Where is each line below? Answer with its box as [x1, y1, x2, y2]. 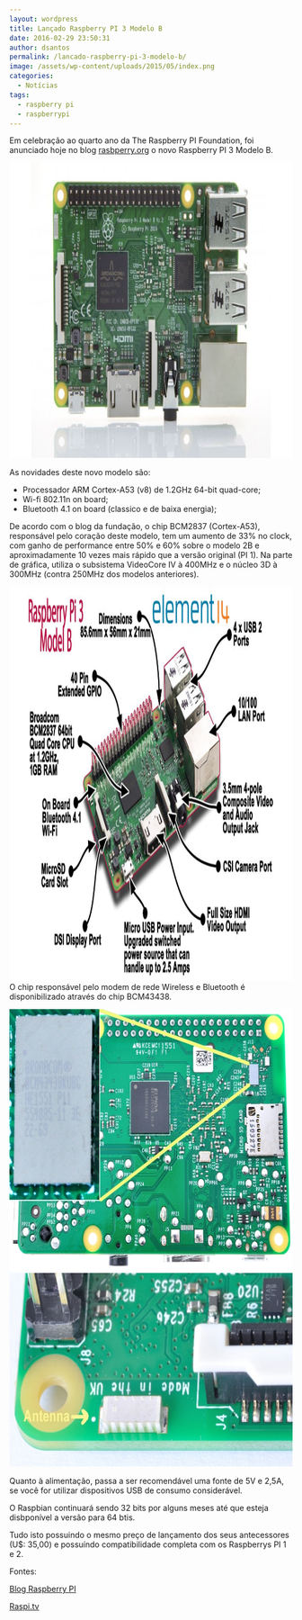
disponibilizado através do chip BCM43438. [9, 991, 173, 1003]
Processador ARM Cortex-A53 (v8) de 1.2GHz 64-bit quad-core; [22, 484, 261, 495]
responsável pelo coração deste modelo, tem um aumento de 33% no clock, [9, 531, 292, 542]
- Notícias [17, 81, 58, 90]
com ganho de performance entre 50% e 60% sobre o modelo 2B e [9, 540, 260, 551]
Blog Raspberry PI [9, 1584, 76, 1595]
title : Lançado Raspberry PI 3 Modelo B [9, 23, 164, 33]
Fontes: [9, 1566, 38, 1577]
